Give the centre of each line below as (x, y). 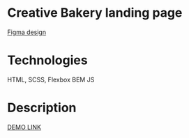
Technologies (48, 60)
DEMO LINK (24, 127)
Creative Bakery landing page (95, 13)
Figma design (27, 32)
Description (42, 108)
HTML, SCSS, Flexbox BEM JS (51, 79)
